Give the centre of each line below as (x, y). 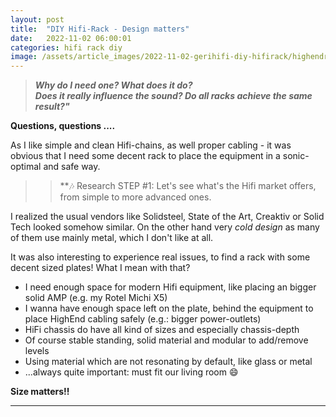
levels (37, 351)
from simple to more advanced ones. (135, 197)
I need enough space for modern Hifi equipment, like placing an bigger (170, 287)
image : (24, 57)
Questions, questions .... (63, 126)
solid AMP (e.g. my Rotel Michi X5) (96, 298)
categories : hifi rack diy (66, 47)
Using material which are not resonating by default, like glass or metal (168, 362)
